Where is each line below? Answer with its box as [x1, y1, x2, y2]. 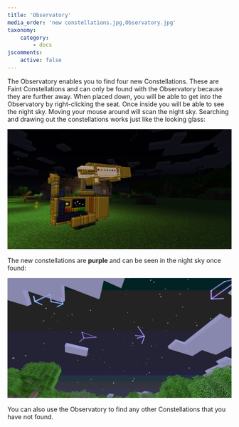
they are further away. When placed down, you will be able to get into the [7, 92, 223, 101]
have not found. [7, 413, 54, 421]
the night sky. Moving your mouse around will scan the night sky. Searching [7, 107, 229, 115]
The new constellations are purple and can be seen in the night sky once [7, 257, 222, 265]
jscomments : [7, 49, 43, 56]
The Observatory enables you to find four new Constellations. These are [7, 77, 219, 86]
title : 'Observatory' [7, 11, 72, 19]
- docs [33, 41, 53, 49]
